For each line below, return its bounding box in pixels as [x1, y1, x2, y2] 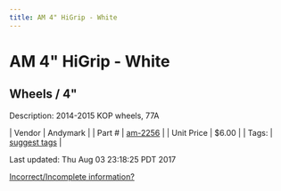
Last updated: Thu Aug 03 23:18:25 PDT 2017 [9, 154, 177, 164]
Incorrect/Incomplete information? [9, 171, 136, 182]
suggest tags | [9, 137, 62, 147]
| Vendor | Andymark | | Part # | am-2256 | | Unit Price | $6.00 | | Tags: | [9, 127, 274, 138]
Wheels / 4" [9, 86, 78, 102]
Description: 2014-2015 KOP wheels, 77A [9, 110, 160, 121]
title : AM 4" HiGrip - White [9, 12, 118, 22]
